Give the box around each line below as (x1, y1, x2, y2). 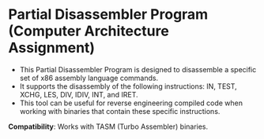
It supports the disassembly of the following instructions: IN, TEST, (19, 81, 237, 91)
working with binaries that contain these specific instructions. (19, 106, 221, 115)
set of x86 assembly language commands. (19, 73, 159, 82)
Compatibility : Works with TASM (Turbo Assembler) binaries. (8, 122, 209, 131)
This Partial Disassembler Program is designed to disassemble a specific (19, 64, 257, 74)
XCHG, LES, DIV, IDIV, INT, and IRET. (19, 90, 138, 99)
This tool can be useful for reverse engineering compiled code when (19, 98, 243, 108)
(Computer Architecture (8, 22, 170, 40)
